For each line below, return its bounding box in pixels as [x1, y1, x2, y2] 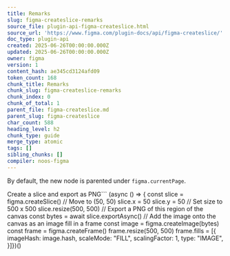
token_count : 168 [7, 74, 57, 81]
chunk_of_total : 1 [7, 100, 60, 107]
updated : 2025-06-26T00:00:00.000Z [7, 49, 109, 56]
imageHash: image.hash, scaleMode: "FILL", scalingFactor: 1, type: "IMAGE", [7, 234, 224, 242]
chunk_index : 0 [7, 94, 51, 101]
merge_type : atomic [7, 139, 63, 146]
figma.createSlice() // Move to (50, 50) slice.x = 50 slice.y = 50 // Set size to [7, 197, 223, 206]
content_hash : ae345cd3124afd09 [7, 68, 100, 75]
